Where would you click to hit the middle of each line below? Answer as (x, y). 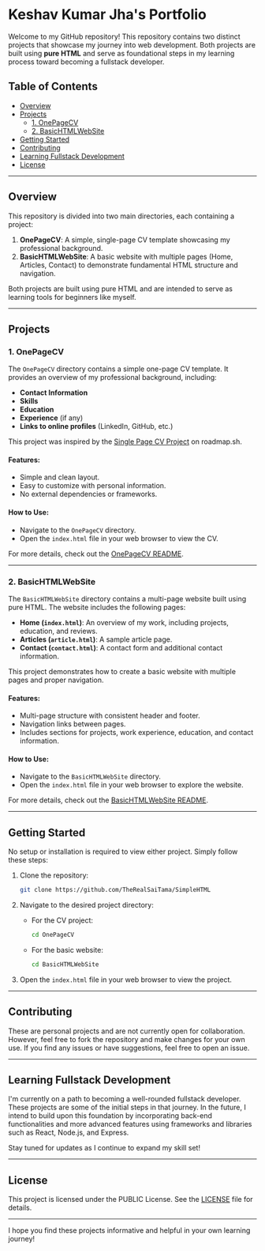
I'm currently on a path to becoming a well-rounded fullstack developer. (125, 1099)
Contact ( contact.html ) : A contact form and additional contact (121, 647)
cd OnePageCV (53, 935)
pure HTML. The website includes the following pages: (97, 607)
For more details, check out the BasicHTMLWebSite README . (108, 800)
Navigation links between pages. (73, 724)
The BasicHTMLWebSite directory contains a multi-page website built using (127, 598)
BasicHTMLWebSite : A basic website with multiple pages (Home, (126, 256)
